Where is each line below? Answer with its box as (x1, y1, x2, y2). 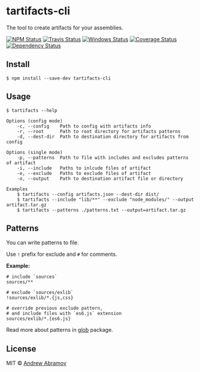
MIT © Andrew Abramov (6, 359, 67, 367)
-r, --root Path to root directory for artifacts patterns (17, 128, 181, 134)
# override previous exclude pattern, (6, 306, 103, 311)
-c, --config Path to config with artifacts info (17, 123, 151, 129)
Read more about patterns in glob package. (6, 326, 114, 334)
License (6, 343, 37, 354)
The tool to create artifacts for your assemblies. (6, 24, 124, 31)
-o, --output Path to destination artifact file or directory (17, 176, 184, 182)
